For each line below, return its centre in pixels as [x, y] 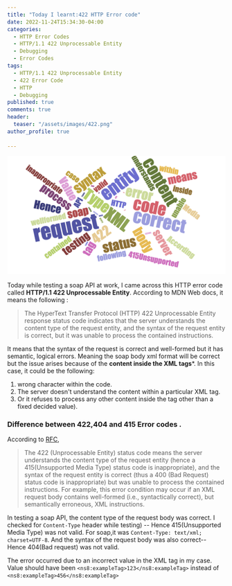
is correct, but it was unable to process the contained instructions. [118, 335]
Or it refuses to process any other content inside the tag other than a [115, 399]
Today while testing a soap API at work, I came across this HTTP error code [115, 285]
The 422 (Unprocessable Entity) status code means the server [113, 453]
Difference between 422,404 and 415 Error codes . [95, 425]
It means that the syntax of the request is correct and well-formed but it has [115, 349]
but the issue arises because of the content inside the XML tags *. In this [111, 364]
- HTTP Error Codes [42, 37]
